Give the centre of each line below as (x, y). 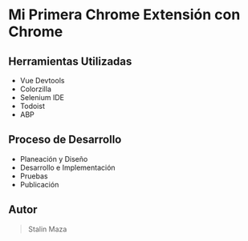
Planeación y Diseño (54, 159)
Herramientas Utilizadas (70, 61)
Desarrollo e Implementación (67, 167)
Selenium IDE (42, 97)
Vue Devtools (42, 80)
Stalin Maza (47, 229)
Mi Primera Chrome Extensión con (124, 15)
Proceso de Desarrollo (65, 140)
